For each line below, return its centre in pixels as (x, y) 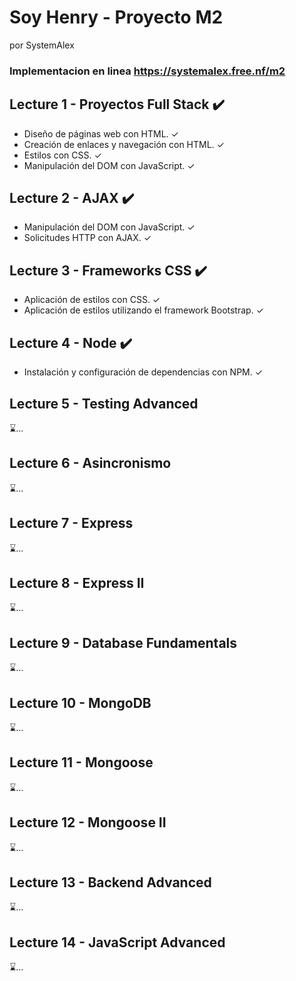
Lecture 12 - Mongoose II (88, 822)
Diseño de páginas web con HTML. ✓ (101, 133)
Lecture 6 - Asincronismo (90, 463)
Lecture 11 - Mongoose (81, 762)
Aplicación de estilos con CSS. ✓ (92, 300)
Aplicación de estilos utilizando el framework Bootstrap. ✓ (144, 310)
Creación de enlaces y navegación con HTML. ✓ (124, 144)
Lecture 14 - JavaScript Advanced (117, 942)
